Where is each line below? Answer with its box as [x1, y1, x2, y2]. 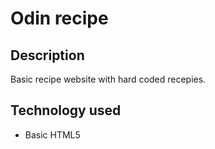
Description [10, 47, 85, 64]
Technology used [10, 102, 122, 119]
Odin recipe [10, 7, 109, 30]
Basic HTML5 [24, 128, 81, 141]
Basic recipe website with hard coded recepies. [10, 73, 207, 85]
